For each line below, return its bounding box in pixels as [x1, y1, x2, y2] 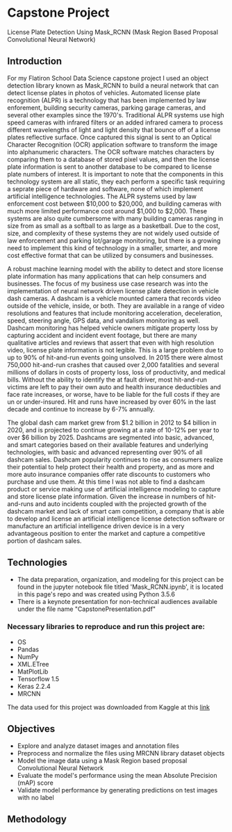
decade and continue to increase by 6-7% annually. [7, 405, 155, 413]
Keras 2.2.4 [17, 682, 51, 690]
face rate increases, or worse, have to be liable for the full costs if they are [7, 390, 220, 398]
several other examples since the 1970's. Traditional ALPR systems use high [7, 111, 224, 119]
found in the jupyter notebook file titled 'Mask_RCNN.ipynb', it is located [17, 582, 224, 591]
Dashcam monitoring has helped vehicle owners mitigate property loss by [7, 323, 218, 332]
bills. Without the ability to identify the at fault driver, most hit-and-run [7, 375, 207, 384]
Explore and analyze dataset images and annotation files [17, 742, 179, 750]
